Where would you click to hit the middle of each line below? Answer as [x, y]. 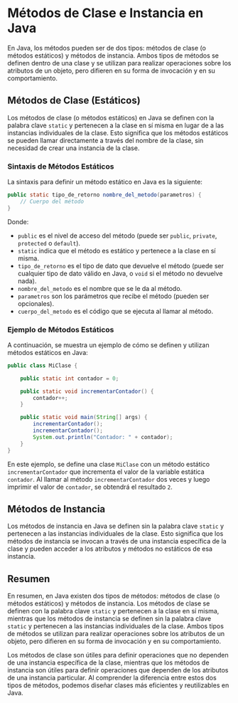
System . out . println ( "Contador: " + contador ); [103, 437]
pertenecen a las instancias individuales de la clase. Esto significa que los [115, 534]
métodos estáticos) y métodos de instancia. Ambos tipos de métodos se [113, 55]
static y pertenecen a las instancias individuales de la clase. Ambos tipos [115, 626]
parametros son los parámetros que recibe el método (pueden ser [113, 296]
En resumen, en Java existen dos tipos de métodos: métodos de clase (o [114, 596]
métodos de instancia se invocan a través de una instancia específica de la [117, 541]
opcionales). [36, 303]
